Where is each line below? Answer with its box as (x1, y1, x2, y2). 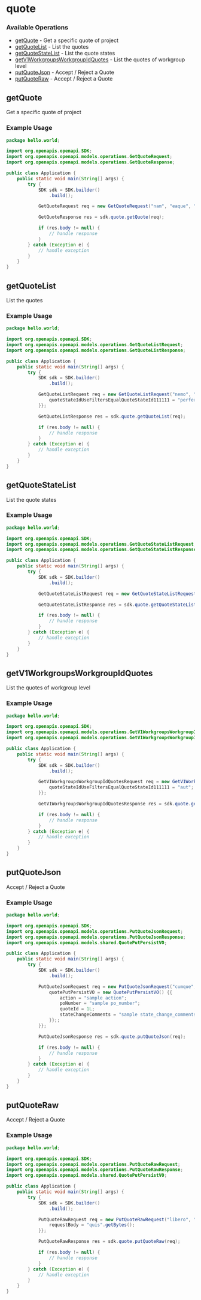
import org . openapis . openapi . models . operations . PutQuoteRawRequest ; (6, 1161, 181, 1167)
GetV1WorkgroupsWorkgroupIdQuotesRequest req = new (38, 779, 170, 785)
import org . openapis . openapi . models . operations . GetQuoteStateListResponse (6, 546, 197, 553)
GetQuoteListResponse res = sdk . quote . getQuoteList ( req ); (38, 413, 186, 420)
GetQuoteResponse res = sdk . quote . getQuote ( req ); (38, 214, 165, 221)
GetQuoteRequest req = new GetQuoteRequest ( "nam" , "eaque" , (38, 203, 191, 209)
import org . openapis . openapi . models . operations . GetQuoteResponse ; (6, 159, 175, 165)
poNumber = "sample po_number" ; (59, 1000, 141, 1007)
